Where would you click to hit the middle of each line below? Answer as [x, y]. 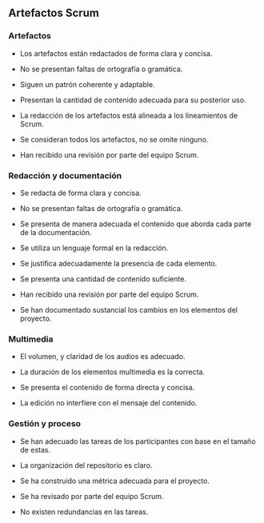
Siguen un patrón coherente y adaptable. [87, 84]
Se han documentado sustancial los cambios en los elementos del [129, 309]
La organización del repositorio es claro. [86, 465]
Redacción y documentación [65, 175]
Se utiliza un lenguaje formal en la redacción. [94, 248]
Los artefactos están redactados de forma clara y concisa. [116, 53]
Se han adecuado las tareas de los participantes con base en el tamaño [138, 441]
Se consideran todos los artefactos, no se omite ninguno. [114, 139]
